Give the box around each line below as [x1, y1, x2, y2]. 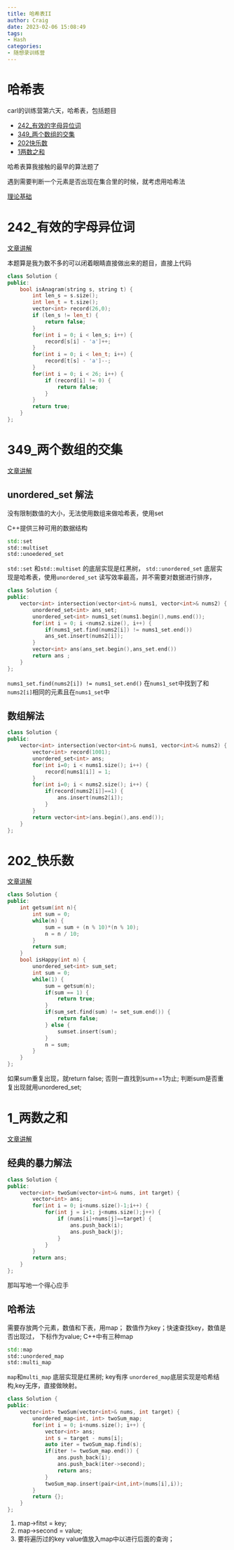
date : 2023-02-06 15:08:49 [7, 23, 86, 30]
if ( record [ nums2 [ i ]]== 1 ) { [44, 788, 124, 795]
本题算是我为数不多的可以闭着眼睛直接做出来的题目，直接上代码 [7, 259, 191, 267]
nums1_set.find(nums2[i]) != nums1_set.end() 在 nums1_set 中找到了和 [7, 679, 209, 687]
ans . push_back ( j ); [69, 1228, 124, 1235]
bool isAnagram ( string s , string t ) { [20, 285, 133, 293]
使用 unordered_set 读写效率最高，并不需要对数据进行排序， [43, 573, 216, 582]
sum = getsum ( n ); [44, 982, 96, 989]
